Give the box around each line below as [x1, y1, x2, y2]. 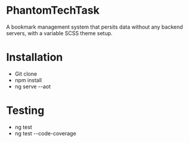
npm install [14, 76, 42, 83]
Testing [6, 104, 45, 117]
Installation [6, 51, 63, 64]
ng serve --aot [14, 83, 51, 90]
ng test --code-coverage [14, 129, 76, 137]
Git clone [14, 70, 38, 77]
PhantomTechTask [6, 4, 100, 17]
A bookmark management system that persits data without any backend [6, 23, 183, 30]
